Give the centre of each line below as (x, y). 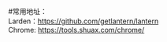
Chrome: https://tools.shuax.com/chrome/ (76, 30)
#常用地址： (28, 11)
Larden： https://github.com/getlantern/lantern (83, 21)
